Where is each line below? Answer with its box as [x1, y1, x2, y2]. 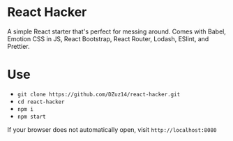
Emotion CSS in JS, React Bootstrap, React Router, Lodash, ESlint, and [7, 34, 209, 43]
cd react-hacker [17, 98, 65, 105]
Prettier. [7, 42, 30, 50]
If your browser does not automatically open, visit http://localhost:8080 [7, 125, 217, 133]
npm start [17, 113, 47, 120]
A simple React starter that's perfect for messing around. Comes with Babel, [7, 27, 227, 36]
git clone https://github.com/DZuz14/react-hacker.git [17, 91, 181, 98]
